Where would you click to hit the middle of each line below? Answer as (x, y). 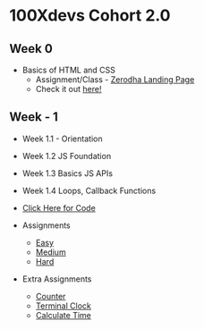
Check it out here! (68, 89)
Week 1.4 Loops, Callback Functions (89, 190)
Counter (51, 296)
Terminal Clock (63, 306)
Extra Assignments (57, 279)
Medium (51, 252)
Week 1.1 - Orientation (62, 139)
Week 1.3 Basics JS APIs (68, 173)
